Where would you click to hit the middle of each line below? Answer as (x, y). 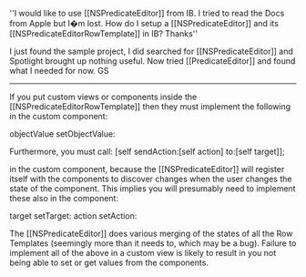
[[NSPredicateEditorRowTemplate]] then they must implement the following (150, 107)
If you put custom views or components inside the (103, 97)
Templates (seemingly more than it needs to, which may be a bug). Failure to (153, 243)
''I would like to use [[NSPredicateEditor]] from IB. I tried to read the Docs (147, 13)
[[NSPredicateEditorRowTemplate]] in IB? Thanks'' (104, 34)
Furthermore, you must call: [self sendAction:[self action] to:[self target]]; (147, 151)
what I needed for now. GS (59, 71)
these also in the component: (64, 198)
